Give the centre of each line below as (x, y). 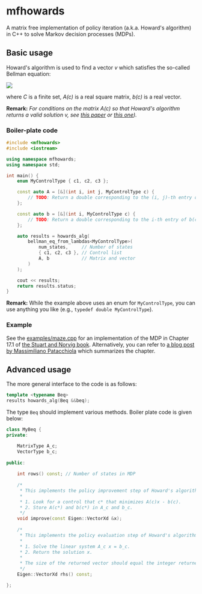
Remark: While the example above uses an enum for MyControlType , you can (101, 303)
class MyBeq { (24, 430)
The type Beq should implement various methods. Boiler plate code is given (99, 412)
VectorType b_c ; (38, 452)
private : (17, 435)
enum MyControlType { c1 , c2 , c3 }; (63, 181)
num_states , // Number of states (86, 247)
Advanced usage (39, 370)
